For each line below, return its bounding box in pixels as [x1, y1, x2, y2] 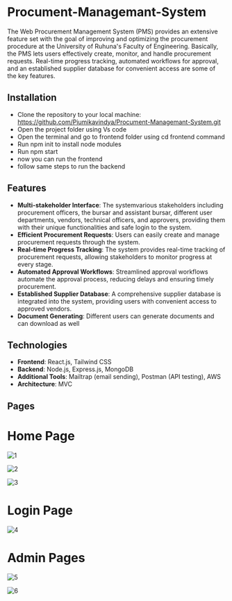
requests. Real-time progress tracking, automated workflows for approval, [7, 56, 219, 65]
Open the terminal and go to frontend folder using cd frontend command [17, 132, 225, 141]
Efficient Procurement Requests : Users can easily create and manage [17, 231, 220, 239]
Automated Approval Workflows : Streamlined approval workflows [17, 267, 208, 276]
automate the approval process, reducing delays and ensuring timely [17, 274, 214, 283]
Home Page [7, 428, 75, 444]
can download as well [17, 319, 80, 327]
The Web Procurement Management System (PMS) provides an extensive [7, 27, 218, 36]
